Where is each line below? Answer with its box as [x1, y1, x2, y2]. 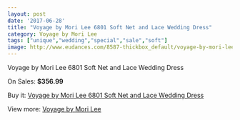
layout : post [7, 10, 46, 18]
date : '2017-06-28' [7, 17, 66, 24]
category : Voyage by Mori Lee [7, 30, 98, 38]
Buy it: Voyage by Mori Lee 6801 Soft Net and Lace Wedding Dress [7, 91, 204, 99]
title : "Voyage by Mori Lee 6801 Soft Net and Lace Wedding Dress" [7, 24, 213, 31]
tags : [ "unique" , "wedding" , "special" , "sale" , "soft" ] [7, 37, 168, 44]
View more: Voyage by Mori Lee [7, 105, 101, 113]
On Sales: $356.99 [7, 77, 64, 86]
